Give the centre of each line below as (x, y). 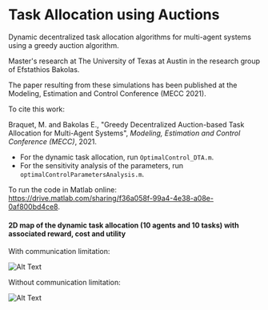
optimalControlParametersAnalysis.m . (82, 174)
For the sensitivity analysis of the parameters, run (102, 165)
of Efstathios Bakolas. (44, 69)
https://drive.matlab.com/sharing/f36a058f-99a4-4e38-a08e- (111, 198)
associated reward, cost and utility (67, 233)
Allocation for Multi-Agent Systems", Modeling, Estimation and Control (124, 133)
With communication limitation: (59, 252)
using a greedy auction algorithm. (64, 45)
